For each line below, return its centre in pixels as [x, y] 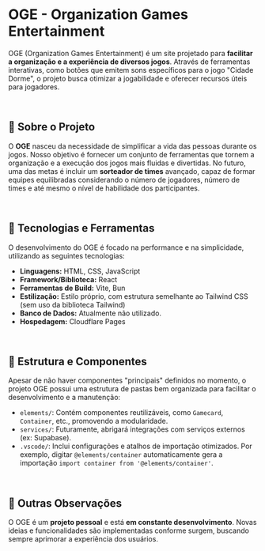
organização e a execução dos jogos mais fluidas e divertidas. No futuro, [127, 163]
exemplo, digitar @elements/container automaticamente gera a [121, 455]
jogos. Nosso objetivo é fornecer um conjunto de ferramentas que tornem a [131, 154]
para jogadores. [34, 87]
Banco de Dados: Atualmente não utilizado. [91, 313]
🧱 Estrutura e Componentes [78, 361]
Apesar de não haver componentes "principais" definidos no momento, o [127, 380]
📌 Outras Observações [65, 503]
